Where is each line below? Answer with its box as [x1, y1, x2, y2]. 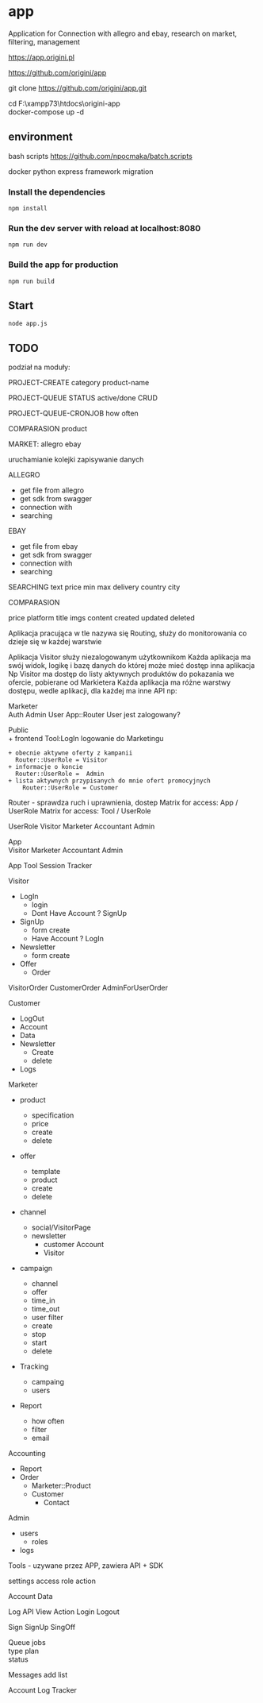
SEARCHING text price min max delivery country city [8, 582, 181, 592]
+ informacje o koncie [8, 763, 83, 771]
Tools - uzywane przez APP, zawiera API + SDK [8, 1561, 164, 1570]
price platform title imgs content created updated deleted [8, 613, 196, 623]
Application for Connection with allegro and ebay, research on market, [8, 29, 238, 38]
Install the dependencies [8, 186, 105, 197]
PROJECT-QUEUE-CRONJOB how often [8, 408, 139, 419]
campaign [19, 1264, 53, 1273]
